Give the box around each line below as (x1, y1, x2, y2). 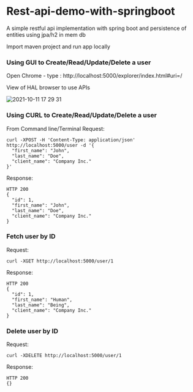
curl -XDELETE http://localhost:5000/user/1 (6, 353, 122, 359)
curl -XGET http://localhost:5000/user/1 (6, 258, 114, 264)
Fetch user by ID (6, 232, 56, 241)
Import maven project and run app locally (6, 43, 110, 50)
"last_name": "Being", (12, 301, 70, 308)
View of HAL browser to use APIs (6, 84, 91, 91)
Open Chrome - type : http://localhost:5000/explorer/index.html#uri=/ (6, 72, 183, 80)
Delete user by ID (6, 327, 58, 335)
